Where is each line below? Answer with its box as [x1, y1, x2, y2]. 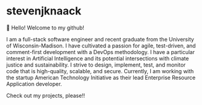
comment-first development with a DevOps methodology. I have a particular [6, 48, 195, 55]
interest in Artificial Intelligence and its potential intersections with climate [6, 55, 189, 62]
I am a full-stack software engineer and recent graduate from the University [6, 35, 194, 43]
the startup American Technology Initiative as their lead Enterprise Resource [6, 74, 196, 81]
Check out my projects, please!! [6, 92, 86, 99]
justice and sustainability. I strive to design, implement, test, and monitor [6, 61, 186, 68]
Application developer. [6, 80, 62, 88]
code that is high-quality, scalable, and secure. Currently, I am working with [6, 67, 194, 74]
